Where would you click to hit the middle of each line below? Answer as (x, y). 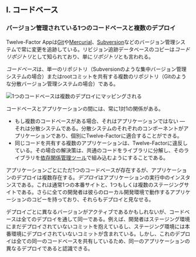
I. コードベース (32, 10)
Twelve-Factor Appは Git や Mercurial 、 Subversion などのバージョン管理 (91, 42)
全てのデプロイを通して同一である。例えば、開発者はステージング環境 (106, 219)
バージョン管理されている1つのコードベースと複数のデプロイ (91, 28)
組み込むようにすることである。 (130, 157)
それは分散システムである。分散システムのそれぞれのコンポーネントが (99, 128)
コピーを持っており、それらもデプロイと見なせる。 (93, 199)
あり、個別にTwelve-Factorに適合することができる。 (119, 135)
